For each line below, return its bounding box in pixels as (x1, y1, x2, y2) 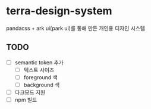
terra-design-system (6, 4, 112, 18)
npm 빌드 (14, 96, 37, 104)
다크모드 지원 (14, 89, 46, 96)
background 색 (23, 81, 60, 88)
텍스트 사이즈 (23, 66, 55, 73)
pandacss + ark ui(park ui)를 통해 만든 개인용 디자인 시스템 (6, 24, 146, 32)
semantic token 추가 (14, 58, 64, 66)
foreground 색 (23, 73, 58, 81)
